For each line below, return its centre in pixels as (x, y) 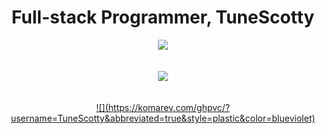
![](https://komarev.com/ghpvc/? (163, 107)
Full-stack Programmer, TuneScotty (163, 17)
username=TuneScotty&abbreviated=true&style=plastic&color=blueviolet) (163, 118)
